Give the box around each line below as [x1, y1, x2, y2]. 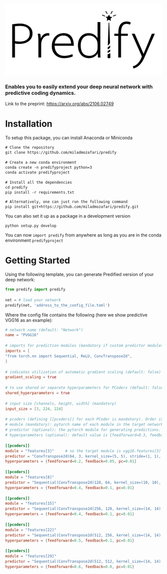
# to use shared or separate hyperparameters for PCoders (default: [5, 385, 150, 390]
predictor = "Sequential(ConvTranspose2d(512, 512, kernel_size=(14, [5, 559, 153, 564]
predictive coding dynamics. [5, 89, 76, 96]
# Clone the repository [5, 145, 55, 150]
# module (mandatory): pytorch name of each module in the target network [5, 422, 164, 427]
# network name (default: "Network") [5, 327, 83, 332]
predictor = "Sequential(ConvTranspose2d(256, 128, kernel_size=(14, [5, 506, 153, 512]
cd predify [5, 185, 28, 190]
